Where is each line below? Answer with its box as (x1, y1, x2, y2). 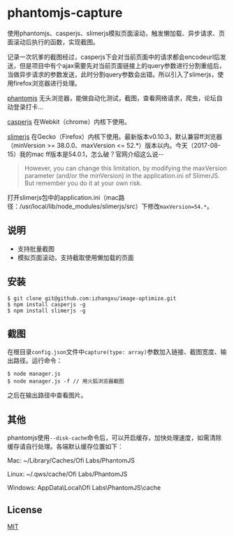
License (7, 503, 43, 516)
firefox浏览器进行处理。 (13, 79, 82, 87)
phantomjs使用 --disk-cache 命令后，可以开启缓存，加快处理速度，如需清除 (7, 433, 222, 442)
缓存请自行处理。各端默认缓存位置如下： (7, 442, 124, 451)
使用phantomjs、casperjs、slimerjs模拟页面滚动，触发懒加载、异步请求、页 (7, 29, 226, 37)
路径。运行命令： (13, 356, 63, 365)
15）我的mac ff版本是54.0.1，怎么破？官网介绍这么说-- (7, 149, 164, 158)
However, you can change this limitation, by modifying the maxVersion (24, 163, 227, 172)
